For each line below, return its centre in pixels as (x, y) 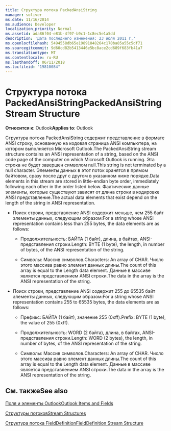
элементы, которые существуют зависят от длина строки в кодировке (82, 192)
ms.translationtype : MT (31, 53)
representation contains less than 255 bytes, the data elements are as (86, 224)
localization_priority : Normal (39, 29)
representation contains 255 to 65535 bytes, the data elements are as (86, 302)
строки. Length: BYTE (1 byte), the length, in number (110, 244)
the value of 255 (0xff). (45, 323)
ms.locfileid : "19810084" (33, 67)
